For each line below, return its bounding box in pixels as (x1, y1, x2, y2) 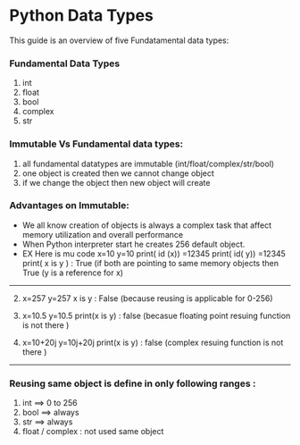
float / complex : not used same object (21, 426, 164, 437)
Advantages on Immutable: (9, 199, 129, 212)
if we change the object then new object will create (21, 177, 211, 188)
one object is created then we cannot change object (21, 167, 214, 179)
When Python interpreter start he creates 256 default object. (21, 239, 246, 249)
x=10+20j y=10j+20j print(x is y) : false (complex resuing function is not (21, 337, 284, 348)
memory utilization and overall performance (21, 229, 184, 239)
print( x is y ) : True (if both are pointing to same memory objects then (21, 257, 279, 268)
